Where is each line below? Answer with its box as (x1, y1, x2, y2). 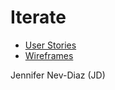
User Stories (24, 39, 77, 51)
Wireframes (24, 49, 74, 61)
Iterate (10, 6, 67, 29)
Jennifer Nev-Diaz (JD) (10, 69, 106, 81)
